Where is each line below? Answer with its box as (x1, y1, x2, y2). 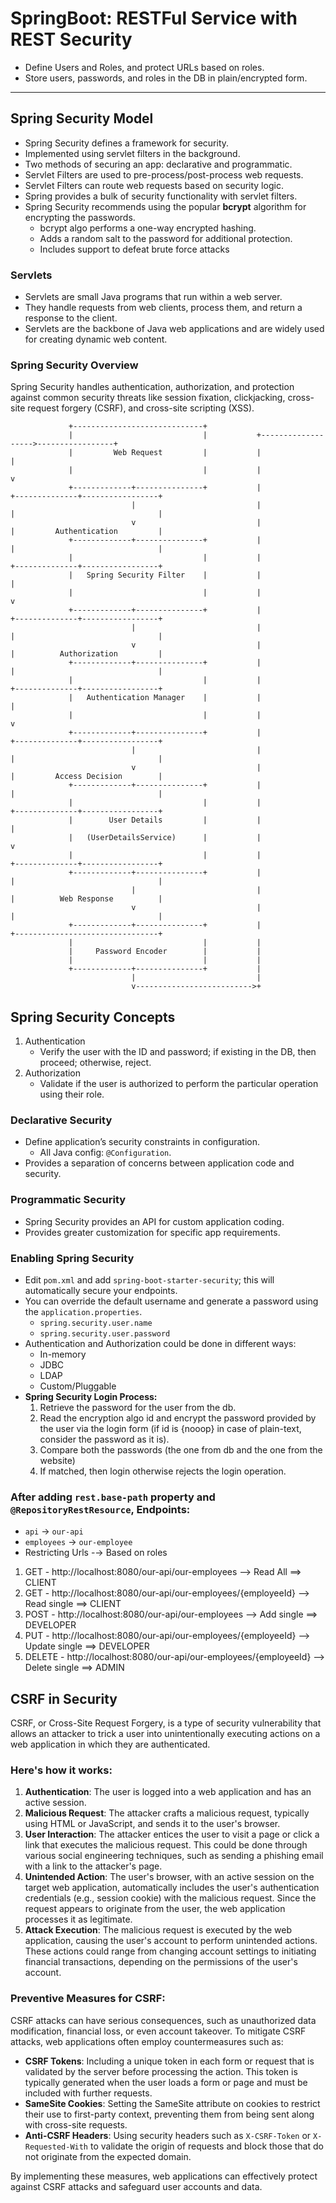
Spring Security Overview (10, 358, 139, 372)
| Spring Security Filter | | (68, 570, 262, 581)
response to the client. (24, 312, 118, 324)
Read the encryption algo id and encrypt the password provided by (39, 1412, 317, 1424)
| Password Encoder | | (68, 947, 262, 957)
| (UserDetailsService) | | (68, 833, 262, 843)
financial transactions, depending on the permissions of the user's (24, 1956, 298, 1968)
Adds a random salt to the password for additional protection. (39, 232, 293, 244)
